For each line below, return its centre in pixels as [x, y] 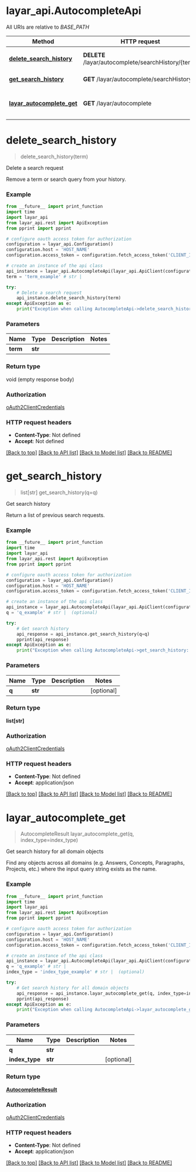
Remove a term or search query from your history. [66, 179]
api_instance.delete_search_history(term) [69, 298]
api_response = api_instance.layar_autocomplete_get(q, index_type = [101, 993]
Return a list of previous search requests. [55, 515]
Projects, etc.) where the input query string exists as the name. [82, 869]
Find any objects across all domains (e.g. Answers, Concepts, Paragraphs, [95, 863]
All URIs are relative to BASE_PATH [48, 27]
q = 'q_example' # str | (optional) [52, 613]
